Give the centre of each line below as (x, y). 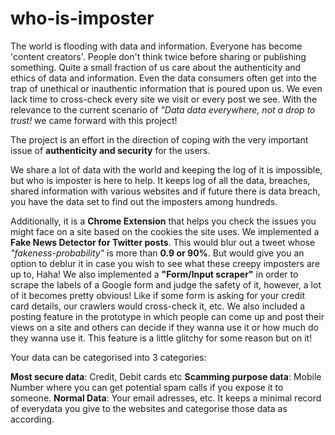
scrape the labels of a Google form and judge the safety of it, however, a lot (166, 284)
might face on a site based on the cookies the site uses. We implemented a (165, 231)
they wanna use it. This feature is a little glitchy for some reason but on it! (161, 338)
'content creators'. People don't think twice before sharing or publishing (158, 56)
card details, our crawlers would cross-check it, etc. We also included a (158, 306)
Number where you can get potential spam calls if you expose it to (147, 387)
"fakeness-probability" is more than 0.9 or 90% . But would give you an (157, 253)
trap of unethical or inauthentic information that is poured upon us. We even (166, 88)
